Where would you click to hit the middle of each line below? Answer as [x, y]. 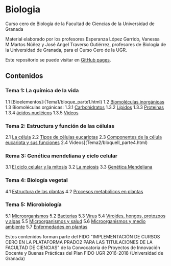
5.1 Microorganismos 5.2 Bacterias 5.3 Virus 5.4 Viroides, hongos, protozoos [86, 216]
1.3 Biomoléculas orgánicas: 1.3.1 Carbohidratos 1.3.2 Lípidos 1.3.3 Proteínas [85, 107]
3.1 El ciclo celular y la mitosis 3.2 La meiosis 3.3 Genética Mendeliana [79, 167]
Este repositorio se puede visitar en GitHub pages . [58, 59]
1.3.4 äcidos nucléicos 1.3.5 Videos [42, 112]
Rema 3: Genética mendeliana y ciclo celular [62, 156]
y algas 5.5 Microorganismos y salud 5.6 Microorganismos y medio [76, 221]
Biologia [23, 9]
